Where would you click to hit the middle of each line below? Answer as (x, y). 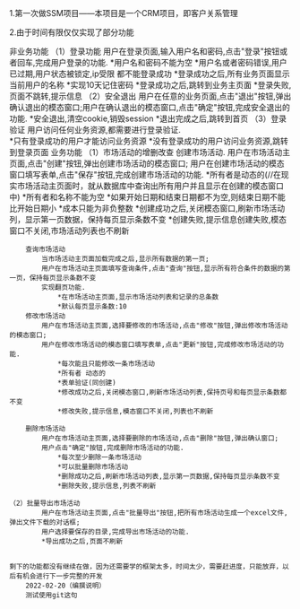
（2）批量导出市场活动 (45, 503)
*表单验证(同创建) (86, 383)
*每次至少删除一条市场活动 (99, 457)
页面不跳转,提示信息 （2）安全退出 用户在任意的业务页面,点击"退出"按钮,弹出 (150, 96)
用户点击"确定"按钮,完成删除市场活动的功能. (113, 448)
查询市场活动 (45, 249)
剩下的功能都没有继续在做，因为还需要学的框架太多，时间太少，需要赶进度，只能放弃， (146, 567)
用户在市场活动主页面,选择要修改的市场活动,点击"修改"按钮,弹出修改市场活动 (165, 326)
